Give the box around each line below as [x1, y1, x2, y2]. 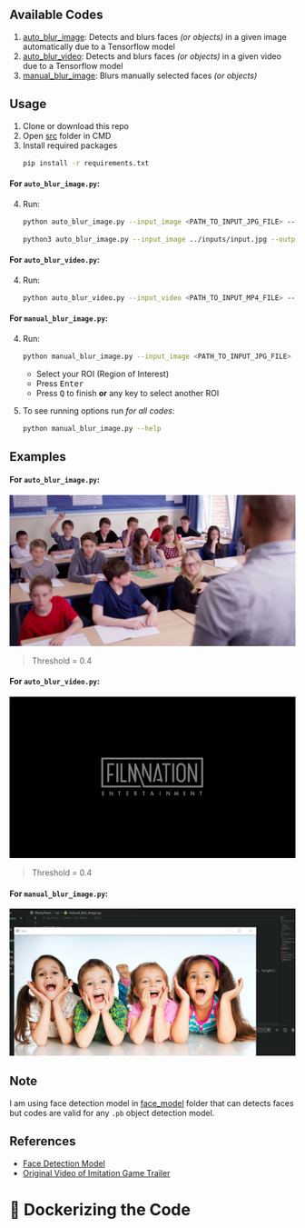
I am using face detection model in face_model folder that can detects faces [9, 1097, 294, 1108]
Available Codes [9, 7, 103, 23]
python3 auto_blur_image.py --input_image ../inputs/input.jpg [22, 235, 268, 244]
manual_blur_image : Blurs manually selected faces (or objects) [22, 70, 258, 81]
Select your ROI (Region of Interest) [35, 368, 170, 379]
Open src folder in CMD [22, 130, 112, 141]
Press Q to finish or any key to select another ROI [35, 387, 220, 398]
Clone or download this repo [22, 120, 130, 131]
